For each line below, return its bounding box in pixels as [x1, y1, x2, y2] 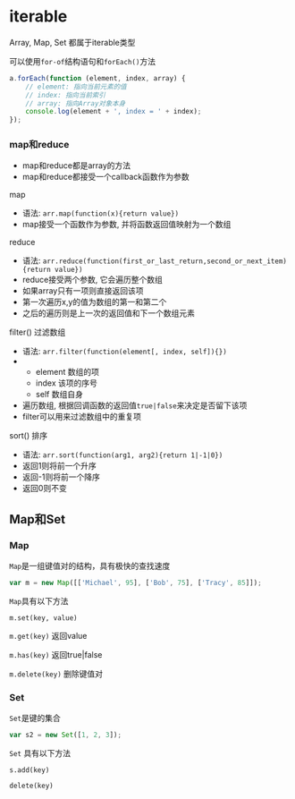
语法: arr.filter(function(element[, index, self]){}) [21, 346, 228, 357]
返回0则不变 [21, 483, 67, 494]
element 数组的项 [35, 367, 100, 378]
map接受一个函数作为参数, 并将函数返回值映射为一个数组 [21, 219, 232, 230]
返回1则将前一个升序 [21, 461, 97, 472]
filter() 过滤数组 [9, 327, 66, 337]
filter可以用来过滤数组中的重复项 [21, 412, 141, 422]
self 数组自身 [35, 389, 83, 400]
